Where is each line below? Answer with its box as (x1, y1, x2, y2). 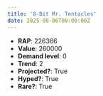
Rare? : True (17, 82, 53, 90)
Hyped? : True (17, 74, 59, 82)
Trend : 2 (17, 59, 44, 68)
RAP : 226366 (17, 36, 58, 45)
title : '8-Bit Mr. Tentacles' (7, 10, 97, 18)
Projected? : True (17, 67, 68, 75)
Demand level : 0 (17, 51, 67, 60)
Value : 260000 (17, 44, 63, 53)
